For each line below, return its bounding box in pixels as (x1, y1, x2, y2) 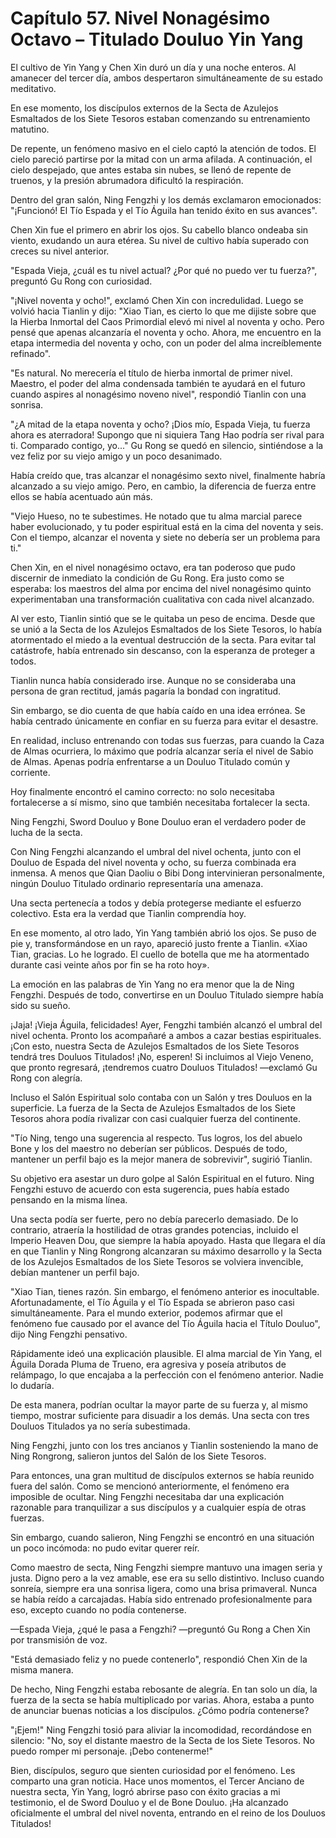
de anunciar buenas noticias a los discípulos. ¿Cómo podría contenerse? (10, 1704, 310, 1716)
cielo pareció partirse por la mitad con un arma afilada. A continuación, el (10, 153, 313, 165)
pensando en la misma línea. (10, 1193, 128, 1206)
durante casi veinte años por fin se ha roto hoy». (10, 958, 210, 971)
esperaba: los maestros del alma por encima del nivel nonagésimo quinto (10, 582, 312, 594)
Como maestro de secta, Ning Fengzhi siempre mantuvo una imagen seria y (10, 1561, 323, 1573)
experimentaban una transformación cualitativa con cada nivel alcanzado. (10, 593, 315, 605)
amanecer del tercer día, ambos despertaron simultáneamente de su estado (10, 72, 323, 84)
